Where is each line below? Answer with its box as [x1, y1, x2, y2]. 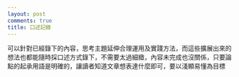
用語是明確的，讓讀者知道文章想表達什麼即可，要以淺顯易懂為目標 [31, 62, 225, 71]
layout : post [7, 10, 46, 18]
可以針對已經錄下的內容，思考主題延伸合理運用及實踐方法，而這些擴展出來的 [7, 44, 232, 53]
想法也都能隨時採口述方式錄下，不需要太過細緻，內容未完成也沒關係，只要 [7, 53, 225, 61]
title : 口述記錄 [7, 24, 51, 31]
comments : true [7, 17, 53, 24]
